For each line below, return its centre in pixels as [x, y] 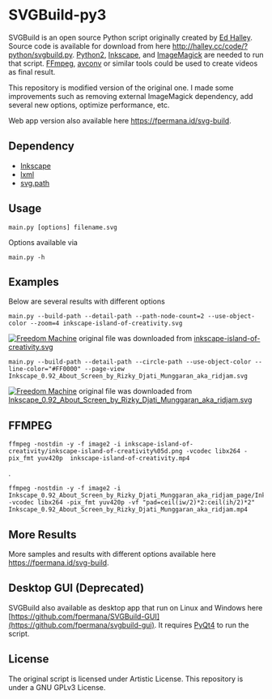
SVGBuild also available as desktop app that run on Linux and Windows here [136, 607]
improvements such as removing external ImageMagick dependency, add [131, 96]
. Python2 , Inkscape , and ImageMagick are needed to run [168, 54]
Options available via [43, 242]
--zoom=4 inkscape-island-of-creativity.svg [106, 324]
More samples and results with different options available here [112, 554]
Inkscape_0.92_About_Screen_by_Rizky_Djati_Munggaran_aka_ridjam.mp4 [128, 510]
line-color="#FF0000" [45, 369]
